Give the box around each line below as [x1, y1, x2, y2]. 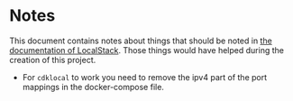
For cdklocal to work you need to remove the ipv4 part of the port [22, 71, 268, 82]
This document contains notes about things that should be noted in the [9, 35, 272, 46]
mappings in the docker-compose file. [22, 81, 165, 92]
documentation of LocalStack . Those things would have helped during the [9, 44, 284, 55]
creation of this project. [9, 54, 96, 65]
